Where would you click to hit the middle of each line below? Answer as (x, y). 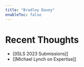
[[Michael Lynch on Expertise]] (44, 59)
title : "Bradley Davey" (30, 10)
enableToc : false (23, 15)
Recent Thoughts (42, 40)
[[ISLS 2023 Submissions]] (40, 54)
